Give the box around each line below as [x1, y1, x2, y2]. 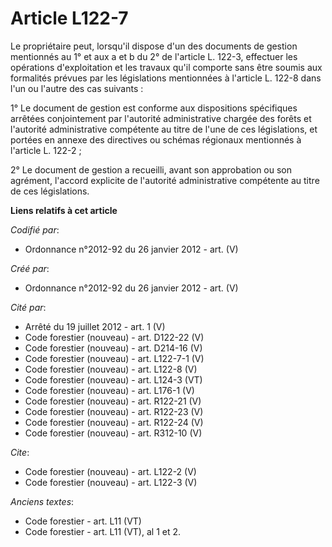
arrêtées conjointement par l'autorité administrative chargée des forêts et [10, 112, 312, 124]
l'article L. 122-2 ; [10, 144, 82, 156]
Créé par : [10, 262, 50, 274]
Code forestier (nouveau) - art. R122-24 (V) [24, 416, 204, 428]
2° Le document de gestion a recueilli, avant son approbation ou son [10, 163, 293, 176]
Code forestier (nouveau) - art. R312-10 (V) [24, 427, 203, 439]
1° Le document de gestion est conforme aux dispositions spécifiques [10, 102, 298, 114]
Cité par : [10, 301, 47, 313]
